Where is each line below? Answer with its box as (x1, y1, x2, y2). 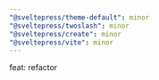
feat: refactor (9, 62, 58, 73)
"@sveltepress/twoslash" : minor (9, 21, 130, 30)
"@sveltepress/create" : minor (9, 29, 122, 38)
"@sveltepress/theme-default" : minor (9, 12, 150, 22)
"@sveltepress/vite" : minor (9, 37, 114, 47)
